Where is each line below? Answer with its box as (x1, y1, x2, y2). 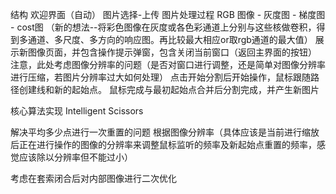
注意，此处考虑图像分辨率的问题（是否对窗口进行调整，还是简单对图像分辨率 (10, 59, 326, 70)
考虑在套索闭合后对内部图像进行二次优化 (10, 173, 177, 184)
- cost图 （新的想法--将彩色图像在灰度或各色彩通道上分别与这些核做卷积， (10, 21, 317, 33)
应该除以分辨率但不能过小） (18, 151, 133, 163)
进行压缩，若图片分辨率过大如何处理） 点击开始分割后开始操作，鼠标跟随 (10, 71, 311, 83)
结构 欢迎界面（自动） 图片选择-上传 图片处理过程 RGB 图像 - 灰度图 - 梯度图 (10, 9, 326, 20)
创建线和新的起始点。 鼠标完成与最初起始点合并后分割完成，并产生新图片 (18, 84, 320, 95)
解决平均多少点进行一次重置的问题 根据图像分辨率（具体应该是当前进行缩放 (10, 126, 320, 138)
